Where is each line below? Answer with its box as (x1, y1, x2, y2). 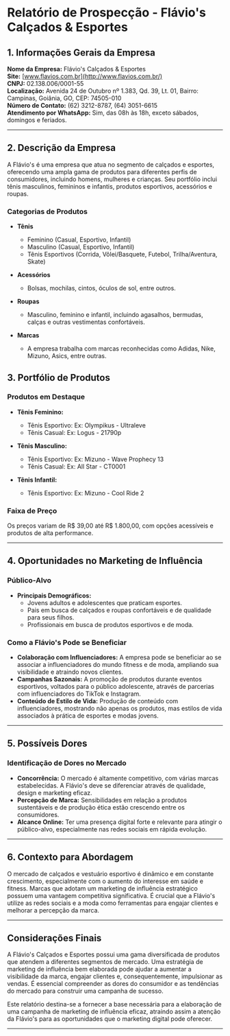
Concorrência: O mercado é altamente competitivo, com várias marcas (16, 774, 219, 782)
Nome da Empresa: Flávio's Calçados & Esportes (7, 65, 146, 73)
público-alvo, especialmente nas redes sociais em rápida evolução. (16, 825, 207, 833)
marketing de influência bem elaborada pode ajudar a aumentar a (7, 965, 192, 974)
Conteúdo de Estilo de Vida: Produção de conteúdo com (16, 697, 179, 705)
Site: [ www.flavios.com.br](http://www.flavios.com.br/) (7, 72, 163, 80)
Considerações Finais (7, 932, 102, 944)
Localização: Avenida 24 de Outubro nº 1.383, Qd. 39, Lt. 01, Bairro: (7, 87, 199, 95)
